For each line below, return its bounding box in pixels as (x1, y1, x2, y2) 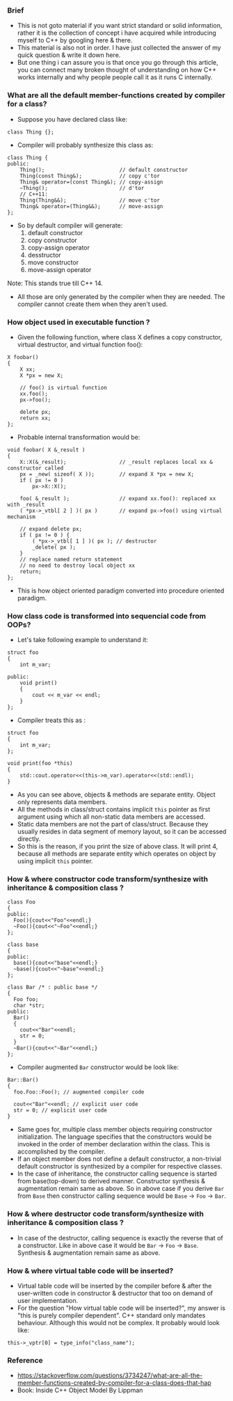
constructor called (7, 465, 64, 472)
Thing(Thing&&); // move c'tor (19, 197, 160, 204)
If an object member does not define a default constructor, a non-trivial (17, 1155, 221, 1163)
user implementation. (17, 1297, 79, 1305)
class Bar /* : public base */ (7, 984, 98, 991)
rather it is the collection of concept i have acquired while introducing (17, 29, 217, 37)
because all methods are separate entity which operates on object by (17, 849, 216, 858)
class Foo (7, 899, 36, 906)
